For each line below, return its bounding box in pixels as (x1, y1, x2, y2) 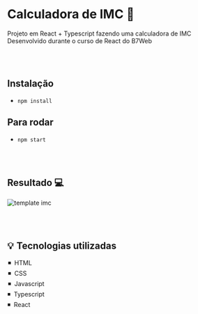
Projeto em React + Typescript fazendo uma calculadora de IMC (7, 29, 192, 38)
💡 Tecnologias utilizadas (7, 240, 117, 251)
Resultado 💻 (7, 177, 64, 189)
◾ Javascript (8, 280, 45, 288)
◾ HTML (8, 259, 33, 267)
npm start (17, 136, 47, 143)
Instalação (7, 78, 54, 90)
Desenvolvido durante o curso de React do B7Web (7, 36, 152, 45)
